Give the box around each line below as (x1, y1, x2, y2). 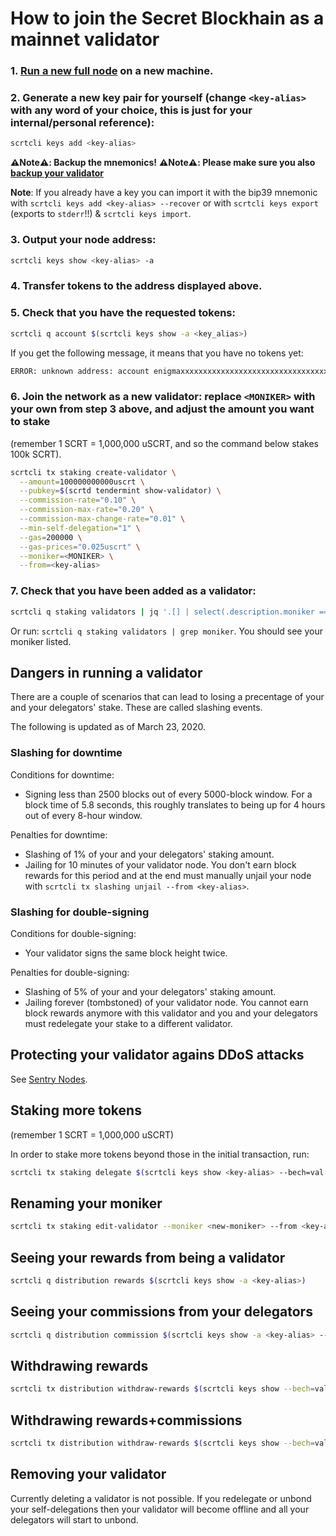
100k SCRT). (10, 448, 62, 460)
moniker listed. (10, 635, 72, 647)
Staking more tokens (10, 1102, 142, 1119)
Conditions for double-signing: (10, 927, 137, 939)
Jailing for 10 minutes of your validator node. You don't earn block (24, 858, 297, 871)
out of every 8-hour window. (24, 809, 143, 821)
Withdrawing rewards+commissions (10, 1412, 243, 1429)
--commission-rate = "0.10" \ (19, 495, 137, 506)
